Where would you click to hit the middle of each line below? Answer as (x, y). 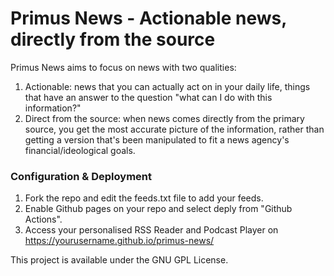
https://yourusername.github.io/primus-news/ (119, 241)
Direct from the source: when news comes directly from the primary (164, 118)
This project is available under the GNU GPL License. (119, 260)
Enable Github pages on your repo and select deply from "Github (158, 209)
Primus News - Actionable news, (148, 18)
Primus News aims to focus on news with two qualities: (123, 67)
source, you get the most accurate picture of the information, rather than (174, 129)
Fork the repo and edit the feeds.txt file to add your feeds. (144, 198)
